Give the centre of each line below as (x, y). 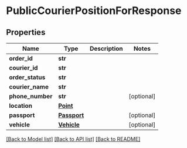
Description (106, 49)
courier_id (23, 68)
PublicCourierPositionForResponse (94, 11)
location (21, 106)
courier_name (29, 87)
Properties (26, 32)
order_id (21, 58)
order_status (27, 77)
